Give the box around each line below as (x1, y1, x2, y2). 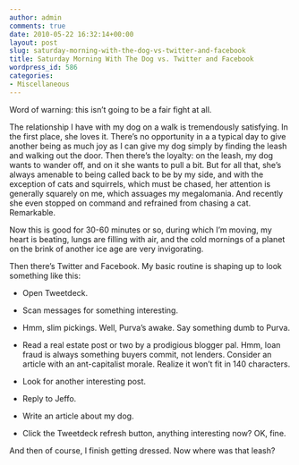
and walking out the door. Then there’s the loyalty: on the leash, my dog (9, 149, 274, 161)
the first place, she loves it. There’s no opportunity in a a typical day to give (9, 131, 286, 141)
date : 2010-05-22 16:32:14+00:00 (9, 30, 134, 38)
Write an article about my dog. (21, 410, 134, 421)
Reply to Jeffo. (21, 393, 77, 403)
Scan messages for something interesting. (21, 305, 179, 316)
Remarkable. (9, 207, 56, 217)
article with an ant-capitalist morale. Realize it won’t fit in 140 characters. (21, 359, 291, 369)
